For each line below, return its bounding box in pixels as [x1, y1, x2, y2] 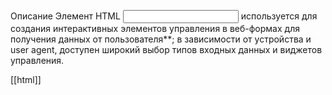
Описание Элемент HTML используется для [10, 10, 318, 22]
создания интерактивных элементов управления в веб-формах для [10, 23, 300, 34]
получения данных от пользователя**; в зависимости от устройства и [10, 33, 312, 45]
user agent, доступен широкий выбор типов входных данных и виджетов [10, 44, 323, 55]
